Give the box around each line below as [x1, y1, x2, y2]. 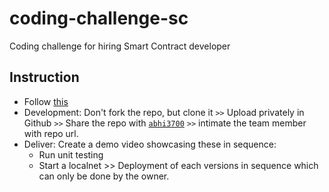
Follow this [23, 95, 69, 107]
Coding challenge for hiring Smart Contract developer [9, 40, 231, 52]
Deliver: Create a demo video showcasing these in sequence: [23, 138, 277, 150]
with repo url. [23, 127, 79, 139]
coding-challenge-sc [9, 7, 189, 30]
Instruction [9, 69, 80, 86]
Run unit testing [38, 148, 104, 161]
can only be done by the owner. [38, 170, 170, 182]
